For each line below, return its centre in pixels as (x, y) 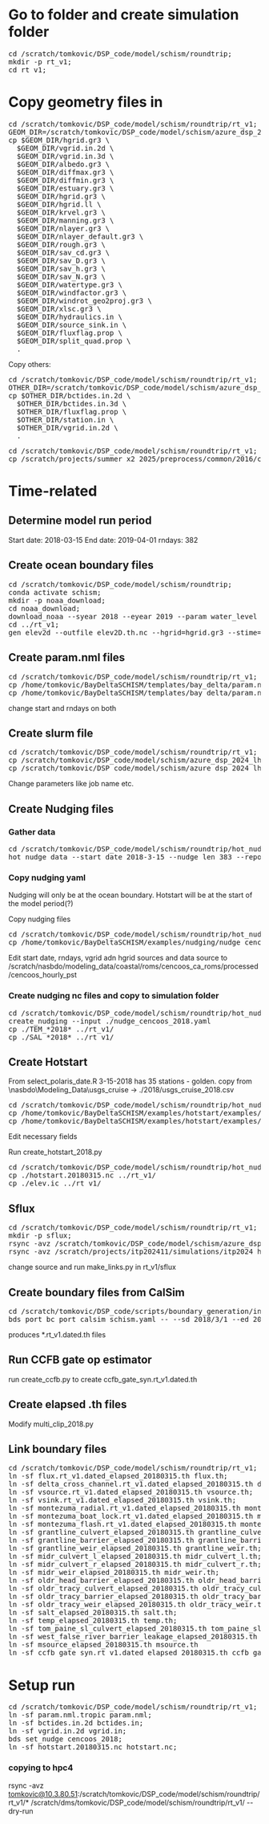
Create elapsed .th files (68, 1404)
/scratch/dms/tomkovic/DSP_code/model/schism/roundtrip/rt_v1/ (138, 1802)
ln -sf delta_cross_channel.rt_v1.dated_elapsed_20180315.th (131, 1484)
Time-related (53, 491)
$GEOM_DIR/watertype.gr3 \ (69, 284)
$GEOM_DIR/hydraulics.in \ (69, 316)
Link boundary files (58, 1449)
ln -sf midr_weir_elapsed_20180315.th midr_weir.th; (114, 1573)
